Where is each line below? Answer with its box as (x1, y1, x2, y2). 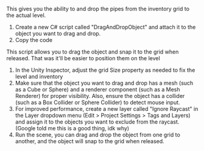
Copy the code (15, 37, 53, 43)
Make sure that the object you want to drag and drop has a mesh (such (15, 79, 194, 86)
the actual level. (6, 12, 46, 19)
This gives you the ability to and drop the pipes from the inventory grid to (6, 5, 190, 12)
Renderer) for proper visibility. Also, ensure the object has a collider (15, 93, 185, 99)
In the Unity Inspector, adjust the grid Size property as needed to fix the (15, 66, 195, 74)
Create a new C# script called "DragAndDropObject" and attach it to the (15, 24, 196, 30)
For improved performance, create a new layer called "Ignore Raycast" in (15, 105, 199, 112)
